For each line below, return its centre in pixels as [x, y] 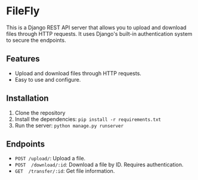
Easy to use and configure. [48, 79]
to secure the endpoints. [36, 40]
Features [23, 59]
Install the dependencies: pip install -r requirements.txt [88, 119]
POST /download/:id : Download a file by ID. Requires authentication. [99, 165]
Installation [27, 99]
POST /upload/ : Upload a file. [50, 159]
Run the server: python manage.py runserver [69, 125]
